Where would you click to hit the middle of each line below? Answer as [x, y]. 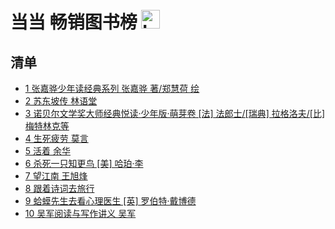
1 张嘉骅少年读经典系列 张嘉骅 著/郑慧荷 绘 [112, 88]
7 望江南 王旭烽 [56, 176]
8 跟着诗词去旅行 [59, 188]
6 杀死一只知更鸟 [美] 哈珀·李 [84, 163]
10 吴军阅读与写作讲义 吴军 [80, 213]
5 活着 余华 [47, 151]
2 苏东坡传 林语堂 [61, 101]
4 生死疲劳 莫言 [56, 138]
